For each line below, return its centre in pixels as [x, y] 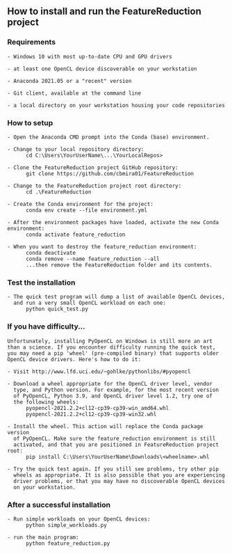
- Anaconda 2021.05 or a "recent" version [69, 81]
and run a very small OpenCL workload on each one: [90, 303]
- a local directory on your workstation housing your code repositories [116, 105]
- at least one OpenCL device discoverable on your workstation [102, 69]
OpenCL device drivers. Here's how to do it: [74, 359]
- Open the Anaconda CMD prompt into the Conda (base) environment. [108, 137]
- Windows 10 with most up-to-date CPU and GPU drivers [90, 56]
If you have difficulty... [46, 326]
